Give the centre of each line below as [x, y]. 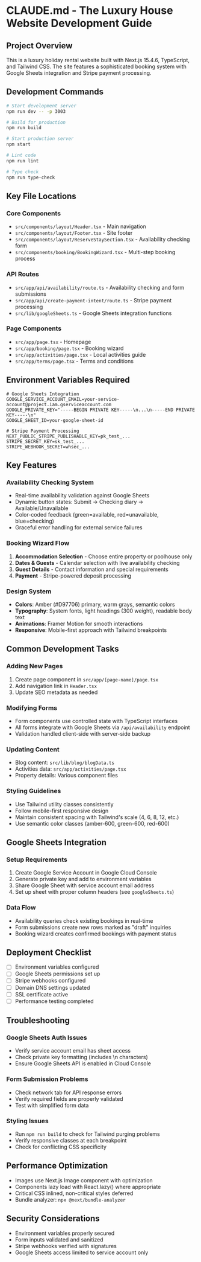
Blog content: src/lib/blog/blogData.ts [65, 763]
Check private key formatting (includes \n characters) [82, 1057]
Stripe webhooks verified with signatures [66, 1246]
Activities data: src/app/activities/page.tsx [70, 769]
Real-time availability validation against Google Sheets [82, 496]
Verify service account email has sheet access [73, 1051]
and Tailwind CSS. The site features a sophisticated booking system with [96, 66]
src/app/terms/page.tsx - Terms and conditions [74, 361]
